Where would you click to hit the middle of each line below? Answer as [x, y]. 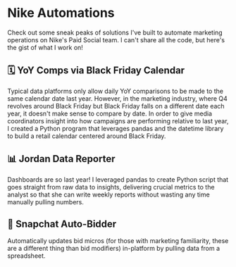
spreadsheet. [26, 256]
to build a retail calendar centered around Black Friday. [87, 136]
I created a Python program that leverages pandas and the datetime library [116, 128]
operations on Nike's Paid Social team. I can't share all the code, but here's [116, 39]
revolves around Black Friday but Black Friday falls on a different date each [116, 106]
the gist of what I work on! [45, 47]
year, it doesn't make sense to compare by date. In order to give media [110, 113]
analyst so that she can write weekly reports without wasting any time [108, 194]
